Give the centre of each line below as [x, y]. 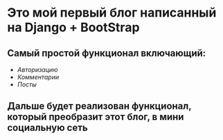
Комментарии [38, 77]
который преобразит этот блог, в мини [96, 117]
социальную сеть [47, 128]
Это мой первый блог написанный [112, 13]
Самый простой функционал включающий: [107, 53]
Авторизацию [37, 70]
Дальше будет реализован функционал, [99, 106]
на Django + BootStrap [73, 27]
